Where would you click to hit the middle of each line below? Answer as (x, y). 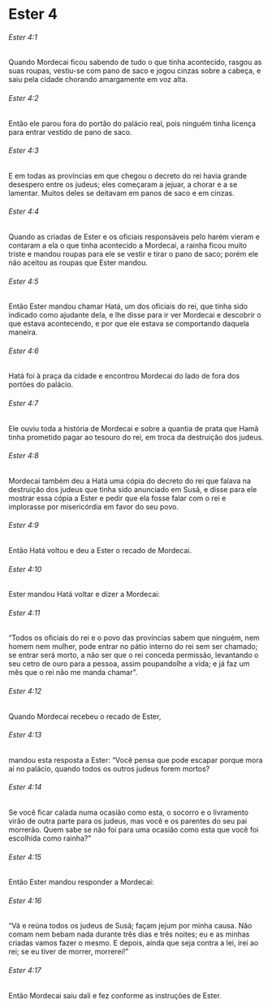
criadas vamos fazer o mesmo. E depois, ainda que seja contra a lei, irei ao (134, 943)
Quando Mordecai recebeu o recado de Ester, (85, 716)
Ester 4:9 (24, 526)
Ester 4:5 (24, 281)
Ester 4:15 (25, 857)
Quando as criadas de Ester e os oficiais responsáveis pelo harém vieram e (134, 237)
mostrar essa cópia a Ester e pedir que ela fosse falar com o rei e (117, 498)
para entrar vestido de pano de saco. (70, 132)
